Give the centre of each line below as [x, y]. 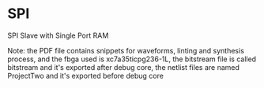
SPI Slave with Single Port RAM [58, 35]
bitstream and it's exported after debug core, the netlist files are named [124, 67]
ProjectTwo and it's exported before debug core [85, 75]
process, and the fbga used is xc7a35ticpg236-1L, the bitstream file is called [132, 59]
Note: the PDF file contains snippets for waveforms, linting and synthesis [126, 50]
